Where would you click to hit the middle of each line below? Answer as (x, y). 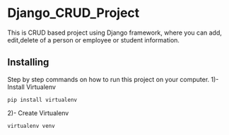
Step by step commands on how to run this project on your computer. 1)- (113, 79)
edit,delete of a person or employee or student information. (94, 40)
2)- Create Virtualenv (38, 113)
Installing (28, 63)
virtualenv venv (31, 126)
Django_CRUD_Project (74, 13)
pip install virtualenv (42, 100)
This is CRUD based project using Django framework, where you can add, (115, 33)
